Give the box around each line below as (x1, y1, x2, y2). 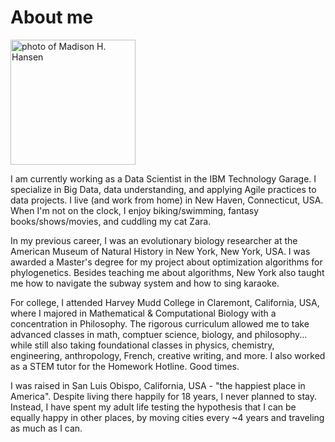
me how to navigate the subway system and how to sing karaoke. (10, 277, 280, 289)
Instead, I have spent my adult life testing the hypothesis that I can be (10, 401, 297, 413)
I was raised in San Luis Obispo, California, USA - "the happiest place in (10, 379, 306, 391)
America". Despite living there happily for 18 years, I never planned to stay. (10, 390, 317, 402)
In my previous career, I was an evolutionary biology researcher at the (10, 234, 298, 246)
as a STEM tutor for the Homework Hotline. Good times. (10, 360, 240, 372)
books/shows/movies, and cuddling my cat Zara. (10, 215, 212, 227)
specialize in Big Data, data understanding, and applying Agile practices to (10, 183, 317, 195)
